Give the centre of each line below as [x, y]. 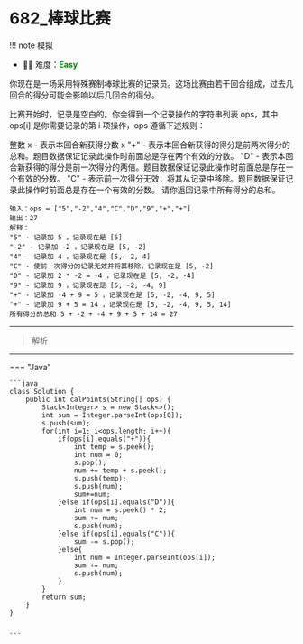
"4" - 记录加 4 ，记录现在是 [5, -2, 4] [80, 257]
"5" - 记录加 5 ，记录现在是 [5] [66, 237]
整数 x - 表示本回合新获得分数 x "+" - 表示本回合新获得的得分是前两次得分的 [150, 145]
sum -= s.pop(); [104, 541]
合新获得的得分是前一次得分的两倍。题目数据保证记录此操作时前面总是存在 [147, 167]
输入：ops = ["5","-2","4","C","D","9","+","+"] [101, 209]
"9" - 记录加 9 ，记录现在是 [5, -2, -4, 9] [88, 285]
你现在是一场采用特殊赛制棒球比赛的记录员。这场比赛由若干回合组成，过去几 [151, 83]
